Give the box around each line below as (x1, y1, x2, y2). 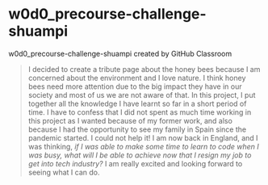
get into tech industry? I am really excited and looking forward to (27, 158, 243, 168)
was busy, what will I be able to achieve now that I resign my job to (27, 150, 252, 160)
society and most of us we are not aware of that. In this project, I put (27, 90, 256, 99)
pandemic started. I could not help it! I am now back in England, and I (27, 132, 258, 142)
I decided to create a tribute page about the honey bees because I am (27, 64, 261, 74)
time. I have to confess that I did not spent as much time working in (27, 107, 252, 117)
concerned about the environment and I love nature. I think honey (27, 73, 246, 82)
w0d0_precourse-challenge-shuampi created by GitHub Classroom (8, 48, 232, 58)
